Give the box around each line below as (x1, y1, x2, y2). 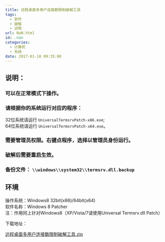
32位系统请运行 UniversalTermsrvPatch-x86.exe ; (5, 116, 105, 122)
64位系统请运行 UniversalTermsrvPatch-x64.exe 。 (5, 123, 108, 129)
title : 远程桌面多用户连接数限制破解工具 (5, 7, 81, 12)
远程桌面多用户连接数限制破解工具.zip (5, 231, 83, 237)
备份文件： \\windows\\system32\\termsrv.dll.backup (5, 166, 135, 173)
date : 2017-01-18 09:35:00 (5, 53, 62, 59)
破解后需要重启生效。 (5, 151, 57, 158)
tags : (5, 12, 17, 17)
